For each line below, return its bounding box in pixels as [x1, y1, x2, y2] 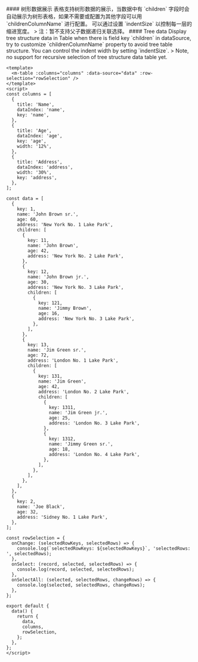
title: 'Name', [17, 101, 55, 107]
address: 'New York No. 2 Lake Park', [27, 253, 124, 259]
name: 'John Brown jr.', [27, 274, 89, 280]
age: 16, [38, 310, 60, 316]
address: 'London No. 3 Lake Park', [48, 420, 140, 426]
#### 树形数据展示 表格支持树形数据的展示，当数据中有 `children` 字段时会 [6, 5, 190, 13]
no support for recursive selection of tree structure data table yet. [6, 54, 168, 60]
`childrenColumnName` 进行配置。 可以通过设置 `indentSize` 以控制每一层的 [6, 20, 192, 27]
